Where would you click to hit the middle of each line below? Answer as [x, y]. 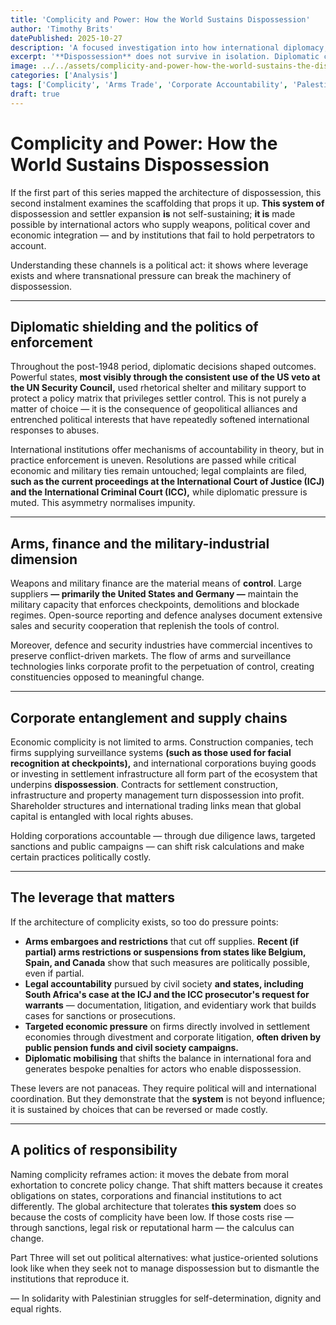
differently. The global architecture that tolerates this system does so [153, 1206]
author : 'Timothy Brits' [62, 29]
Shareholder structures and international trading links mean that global [156, 805]
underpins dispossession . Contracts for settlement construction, [144, 784]
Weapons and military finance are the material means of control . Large [156, 583]
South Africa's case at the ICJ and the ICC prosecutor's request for [167, 994]
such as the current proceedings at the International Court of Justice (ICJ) [167, 482]
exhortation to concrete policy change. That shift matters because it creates [166, 1185]
